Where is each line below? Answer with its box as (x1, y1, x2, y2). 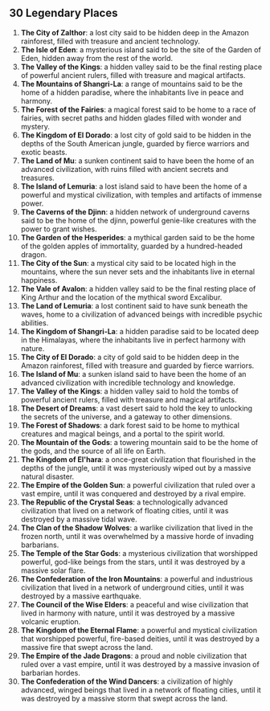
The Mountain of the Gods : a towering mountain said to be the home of (20, 437, 259, 447)
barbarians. (20, 540, 59, 550)
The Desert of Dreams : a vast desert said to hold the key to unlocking (20, 403, 252, 413)
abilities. (20, 317, 49, 328)
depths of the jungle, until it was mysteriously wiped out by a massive (20, 463, 252, 472)
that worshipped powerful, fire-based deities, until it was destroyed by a (20, 634, 260, 644)
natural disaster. (20, 472, 75, 481)
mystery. (20, 121, 51, 131)
